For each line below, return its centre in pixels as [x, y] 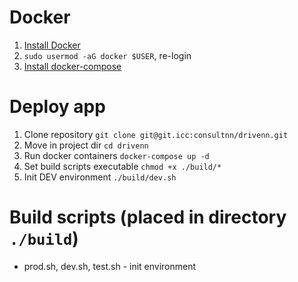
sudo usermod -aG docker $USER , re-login [107, 55]
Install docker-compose [72, 66]
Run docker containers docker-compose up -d [116, 155]
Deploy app [57, 107]
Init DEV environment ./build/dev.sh [100, 177]
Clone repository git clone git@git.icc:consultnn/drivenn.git [156, 134]
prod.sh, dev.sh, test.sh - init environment [110, 266]
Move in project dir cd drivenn [86, 145]
